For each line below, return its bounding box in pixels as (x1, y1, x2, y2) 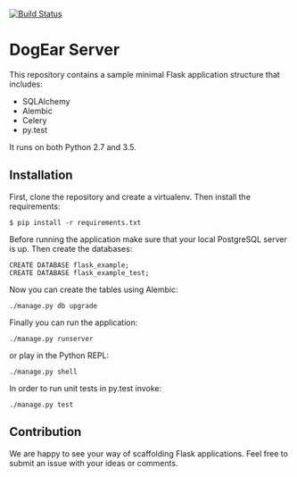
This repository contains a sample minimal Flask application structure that (9, 69, 281, 79)
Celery (21, 114, 47, 125)
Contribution (9, 424, 82, 439)
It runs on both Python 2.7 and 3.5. (9, 141, 136, 152)
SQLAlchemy (21, 96, 70, 106)
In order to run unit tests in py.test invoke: (9, 382, 162, 393)
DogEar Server (9, 40, 120, 60)
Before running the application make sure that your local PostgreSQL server (9, 233, 287, 245)
